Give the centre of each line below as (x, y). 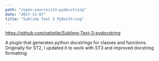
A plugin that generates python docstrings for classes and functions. (76, 43)
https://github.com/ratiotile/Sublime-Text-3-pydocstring (63, 33)
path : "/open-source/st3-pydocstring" (46, 10)
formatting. (17, 53)
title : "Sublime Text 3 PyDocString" (45, 19)
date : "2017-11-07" (26, 14)
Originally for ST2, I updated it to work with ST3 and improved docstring (79, 48)
